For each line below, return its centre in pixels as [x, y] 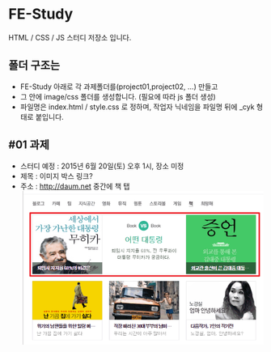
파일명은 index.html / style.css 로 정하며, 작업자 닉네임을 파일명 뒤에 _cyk [137, 107]
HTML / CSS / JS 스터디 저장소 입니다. [70, 37]
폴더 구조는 [34, 66]
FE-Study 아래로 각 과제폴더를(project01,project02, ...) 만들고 [119, 87]
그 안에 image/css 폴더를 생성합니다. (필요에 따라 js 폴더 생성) [118, 96]
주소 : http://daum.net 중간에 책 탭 [75, 186]
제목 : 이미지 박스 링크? [56, 176]
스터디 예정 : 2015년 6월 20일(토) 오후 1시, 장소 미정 [102, 166]
